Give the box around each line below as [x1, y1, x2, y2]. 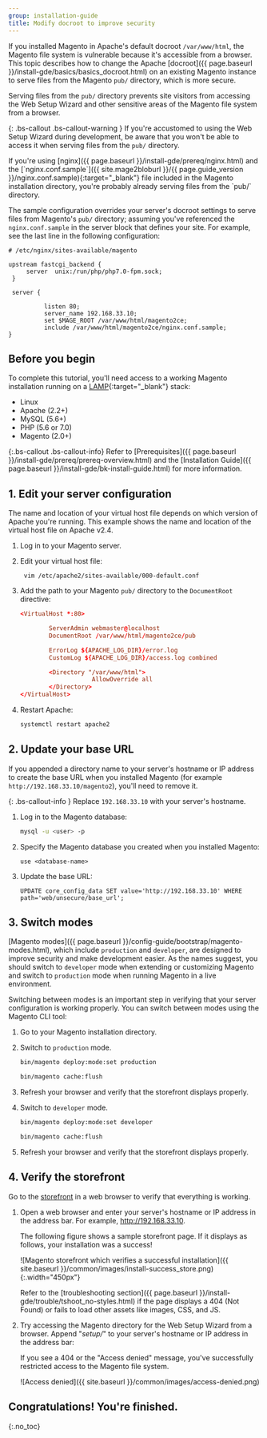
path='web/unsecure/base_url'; [19, 894, 125, 902]
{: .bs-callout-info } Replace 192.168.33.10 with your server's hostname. [8, 796, 246, 805]
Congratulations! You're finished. [8, 1400, 178, 1414]
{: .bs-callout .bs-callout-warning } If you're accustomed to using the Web [8, 123, 253, 133]
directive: [19, 594, 51, 605]
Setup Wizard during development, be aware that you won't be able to [8, 131, 240, 141]
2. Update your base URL [8, 742, 134, 757]
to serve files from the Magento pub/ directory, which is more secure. [8, 75, 237, 85]
